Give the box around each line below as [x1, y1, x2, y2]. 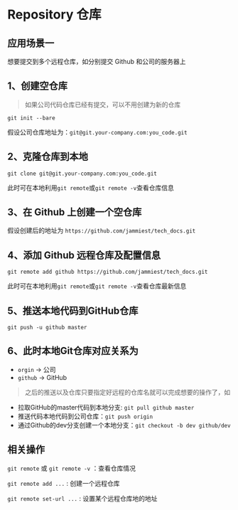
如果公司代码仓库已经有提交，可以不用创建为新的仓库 [24, 100, 181, 109]
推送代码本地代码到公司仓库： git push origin [17, 412, 153, 420]
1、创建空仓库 [7, 80, 68, 92]
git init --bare [7, 115, 55, 122]
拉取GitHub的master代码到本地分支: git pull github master [17, 403, 195, 411]
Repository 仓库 [7, 6, 102, 23]
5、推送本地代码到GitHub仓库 [7, 304, 139, 317]
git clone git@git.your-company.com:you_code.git [7, 170, 158, 177]
